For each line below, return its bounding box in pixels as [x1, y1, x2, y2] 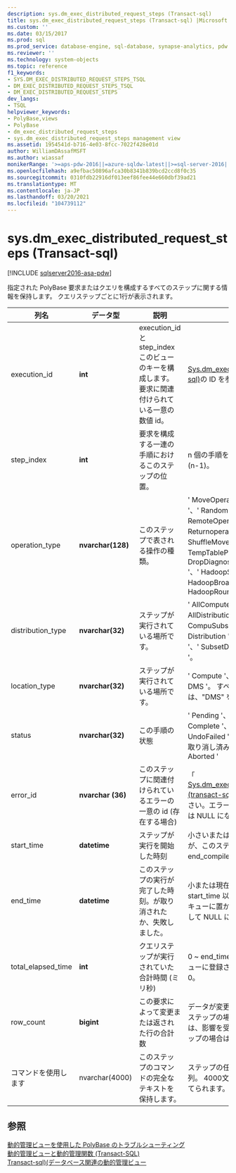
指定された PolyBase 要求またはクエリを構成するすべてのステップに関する [7, 283, 222, 291]
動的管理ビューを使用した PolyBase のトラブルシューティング [7, 1140, 185, 1148]
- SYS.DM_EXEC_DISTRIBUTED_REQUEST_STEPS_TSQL [7, 75, 146, 83]
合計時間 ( [138, 972, 172, 982]
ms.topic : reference [7, 63, 68, 70]
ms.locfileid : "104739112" [7, 200, 86, 208]
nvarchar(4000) [79, 1072, 132, 1082]
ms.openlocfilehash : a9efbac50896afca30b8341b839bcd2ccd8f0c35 [7, 167, 197, 175]
